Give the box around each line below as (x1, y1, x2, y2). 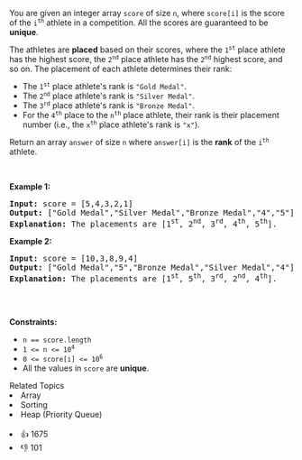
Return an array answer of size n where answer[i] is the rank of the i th (9, 137, 270, 147)
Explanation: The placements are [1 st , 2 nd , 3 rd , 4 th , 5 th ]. (9, 216, 278, 229)
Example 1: (9, 181, 51, 192)
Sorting (21, 400, 48, 410)
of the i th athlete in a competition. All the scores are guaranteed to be (9, 17, 269, 28)
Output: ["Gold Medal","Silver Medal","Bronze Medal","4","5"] (9, 207, 295, 217)
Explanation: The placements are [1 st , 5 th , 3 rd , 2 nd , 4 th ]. (9, 271, 278, 283)
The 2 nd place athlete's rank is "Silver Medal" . (22, 90, 196, 101)
